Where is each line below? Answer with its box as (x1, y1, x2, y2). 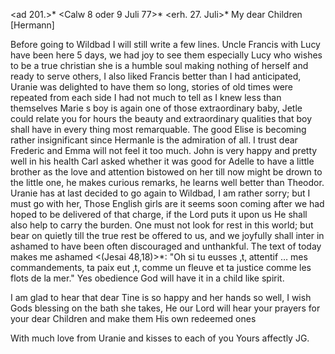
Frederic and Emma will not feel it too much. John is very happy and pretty (10, 145, 318, 156)
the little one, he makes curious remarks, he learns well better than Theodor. (10, 177, 325, 188)
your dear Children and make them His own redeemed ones (10, 313, 257, 324)
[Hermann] (10, 19, 55, 31)
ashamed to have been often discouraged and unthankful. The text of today (10, 240, 322, 252)
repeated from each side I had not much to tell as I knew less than (10, 92, 282, 103)
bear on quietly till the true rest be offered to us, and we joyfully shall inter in (10, 230, 325, 241)
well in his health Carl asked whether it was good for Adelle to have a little (10, 155, 315, 167)
